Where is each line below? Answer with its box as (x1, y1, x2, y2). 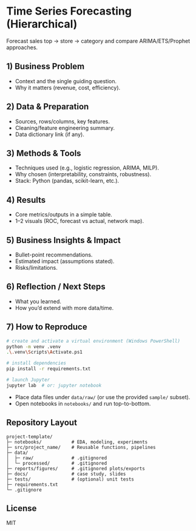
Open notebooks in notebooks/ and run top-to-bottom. (15, 400, 151, 407)
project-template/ (6, 433, 53, 440)
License (6, 503, 37, 513)
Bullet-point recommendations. (15, 251, 93, 258)
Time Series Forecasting (6, 4, 132, 18)
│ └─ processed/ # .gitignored (6, 460, 107, 466)
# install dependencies (6, 360, 67, 366)
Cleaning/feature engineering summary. (15, 124, 115, 131)
